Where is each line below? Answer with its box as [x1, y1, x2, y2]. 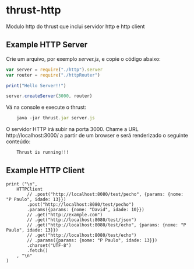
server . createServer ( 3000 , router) [6, 93, 93, 99]
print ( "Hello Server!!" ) [6, 82, 66, 88]
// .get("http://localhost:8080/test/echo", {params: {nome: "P [27, 222, 186, 228]
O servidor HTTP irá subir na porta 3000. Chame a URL [6, 126, 139, 133]
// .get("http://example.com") [27, 212, 103, 218]
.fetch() [27, 247, 48, 253]
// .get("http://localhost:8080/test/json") [27, 217, 137, 223]
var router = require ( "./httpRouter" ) [6, 72, 100, 78]
